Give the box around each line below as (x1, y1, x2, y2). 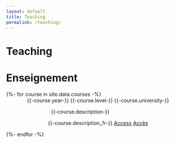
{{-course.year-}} (27, 97, 69, 104)
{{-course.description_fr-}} (47, 119, 113, 126)
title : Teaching (6, 14, 45, 20)
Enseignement (6, 71, 78, 85)
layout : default (6, 8, 45, 15)
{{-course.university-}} (114, 97, 169, 104)
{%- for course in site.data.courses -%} (6, 90, 101, 97)
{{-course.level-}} (69, 97, 113, 104)
